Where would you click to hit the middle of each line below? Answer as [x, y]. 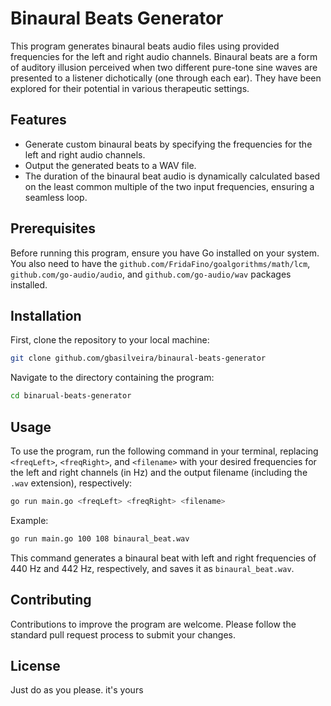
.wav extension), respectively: [71, 483]
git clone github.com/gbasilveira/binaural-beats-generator [138, 358]
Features [38, 120]
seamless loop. [56, 197]
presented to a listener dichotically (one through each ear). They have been [166, 78]
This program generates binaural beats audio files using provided [145, 46]
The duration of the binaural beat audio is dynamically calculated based [172, 176]
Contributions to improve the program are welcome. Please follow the [153, 624]
